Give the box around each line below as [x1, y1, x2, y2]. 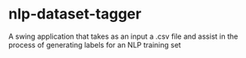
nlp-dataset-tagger [8, 5, 142, 23]
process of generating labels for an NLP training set [8, 39, 181, 49]
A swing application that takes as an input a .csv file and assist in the [8, 31, 239, 41]
